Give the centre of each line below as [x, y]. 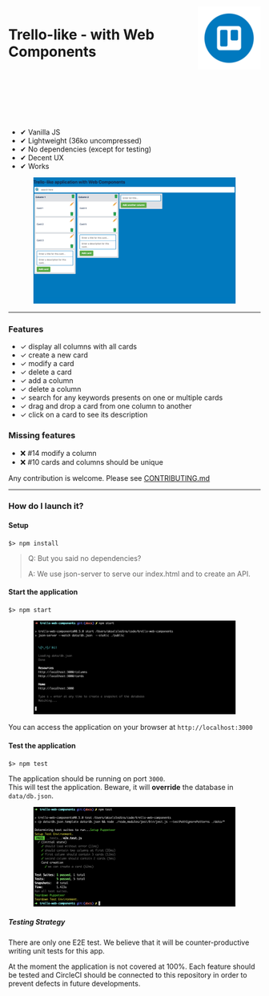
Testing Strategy [37, 922]
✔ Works [34, 166]
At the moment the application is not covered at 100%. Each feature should [132, 966]
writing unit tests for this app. [57, 950]
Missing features [42, 436]
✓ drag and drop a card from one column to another [106, 406]
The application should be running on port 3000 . [87, 778]
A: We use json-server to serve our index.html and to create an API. [139, 574]
